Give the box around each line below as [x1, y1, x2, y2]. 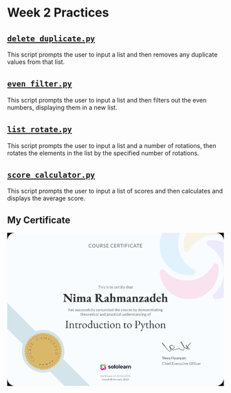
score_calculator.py [7, 170, 96, 180]
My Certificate [7, 214, 71, 226]
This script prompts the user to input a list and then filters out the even [7, 96, 207, 104]
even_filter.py [7, 79, 72, 89]
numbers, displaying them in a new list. [7, 103, 118, 111]
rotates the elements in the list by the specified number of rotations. [7, 149, 199, 157]
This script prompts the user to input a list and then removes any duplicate [7, 50, 218, 59]
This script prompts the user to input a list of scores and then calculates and [7, 187, 223, 195]
